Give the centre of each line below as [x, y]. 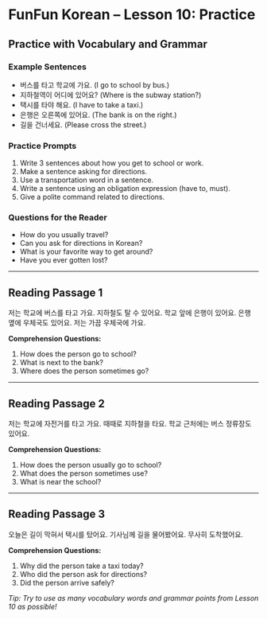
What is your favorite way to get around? [86, 251]
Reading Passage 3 [57, 514]
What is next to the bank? [61, 363]
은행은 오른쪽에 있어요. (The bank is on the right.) [98, 115]
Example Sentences [48, 67]
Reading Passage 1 [56, 292]
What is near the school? [60, 482]
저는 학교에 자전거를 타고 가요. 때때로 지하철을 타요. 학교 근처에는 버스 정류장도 [130, 424]
